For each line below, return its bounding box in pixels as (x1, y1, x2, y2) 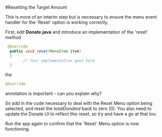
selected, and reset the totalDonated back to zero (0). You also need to (5, 105, 151, 112)
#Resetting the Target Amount (5, 5, 67, 10)
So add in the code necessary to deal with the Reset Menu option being (5, 100, 152, 106)
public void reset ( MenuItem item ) (9, 49, 81, 54)
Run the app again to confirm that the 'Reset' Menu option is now (5, 120, 139, 127)
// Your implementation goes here (23, 58, 95, 63)
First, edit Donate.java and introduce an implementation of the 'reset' (5, 29, 148, 35)
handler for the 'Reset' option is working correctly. (5, 20, 109, 25)
